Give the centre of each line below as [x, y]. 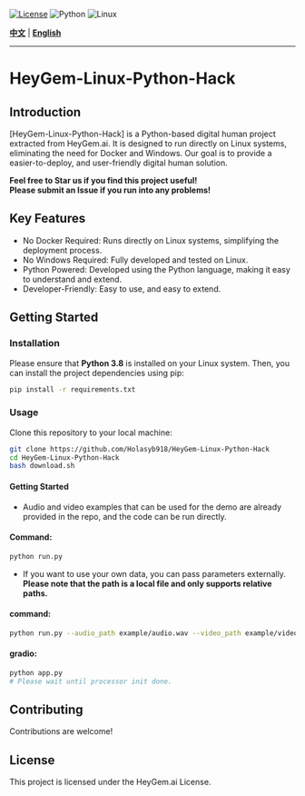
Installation [35, 343]
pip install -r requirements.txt [73, 389]
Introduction [45, 112]
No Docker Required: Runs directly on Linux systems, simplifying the [151, 240]
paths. [35, 593]
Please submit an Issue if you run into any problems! [110, 190]
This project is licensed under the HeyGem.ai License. [110, 782]
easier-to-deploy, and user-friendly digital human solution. [119, 163]
